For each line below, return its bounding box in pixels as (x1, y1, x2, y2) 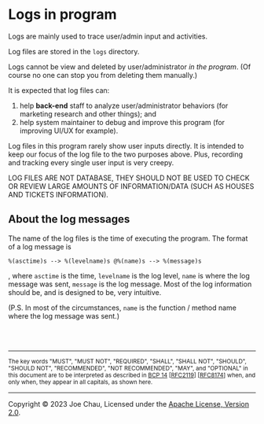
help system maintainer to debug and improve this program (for (19, 117, 225, 127)
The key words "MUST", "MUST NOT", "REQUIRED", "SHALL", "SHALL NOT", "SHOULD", (8, 357, 247, 365)
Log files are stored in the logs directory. (8, 46, 140, 56)
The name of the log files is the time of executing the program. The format (8, 234, 248, 243)
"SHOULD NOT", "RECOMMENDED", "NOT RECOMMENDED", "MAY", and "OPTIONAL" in (8, 364, 249, 372)
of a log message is (8, 241, 72, 251)
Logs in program (8, 6, 117, 24)
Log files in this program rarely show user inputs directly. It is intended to (8, 141, 244, 150)
